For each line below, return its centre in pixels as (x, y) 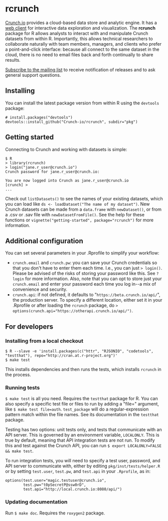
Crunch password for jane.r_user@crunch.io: (52, 172)
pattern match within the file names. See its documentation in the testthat (82, 415)
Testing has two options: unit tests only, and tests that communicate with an (83, 430)
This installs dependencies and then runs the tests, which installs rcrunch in (83, 369)
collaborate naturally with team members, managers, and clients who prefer (83, 44)
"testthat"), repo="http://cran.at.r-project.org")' (61, 356)
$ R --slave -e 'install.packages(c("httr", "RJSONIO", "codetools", (79, 351)
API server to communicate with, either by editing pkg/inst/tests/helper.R (83, 466)
